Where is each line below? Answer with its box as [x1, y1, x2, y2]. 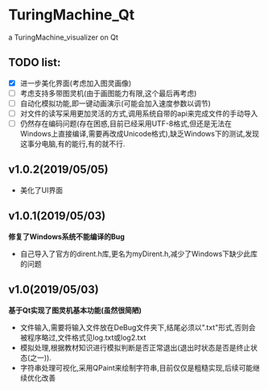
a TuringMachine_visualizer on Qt [8, 32, 118, 42]
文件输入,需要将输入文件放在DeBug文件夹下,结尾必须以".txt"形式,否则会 [19, 322, 256, 332]
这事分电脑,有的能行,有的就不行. [19, 139, 126, 149]
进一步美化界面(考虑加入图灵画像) [19, 78, 131, 88]
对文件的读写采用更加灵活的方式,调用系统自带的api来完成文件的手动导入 [19, 108, 258, 118]
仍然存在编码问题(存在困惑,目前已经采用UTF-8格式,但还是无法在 [19, 119, 232, 128]
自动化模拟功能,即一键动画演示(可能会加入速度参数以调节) [19, 99, 212, 108]
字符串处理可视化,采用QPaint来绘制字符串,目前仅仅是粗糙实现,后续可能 [19, 363, 254, 372]
